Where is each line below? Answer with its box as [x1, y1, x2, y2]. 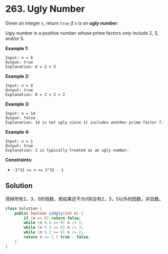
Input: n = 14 [5, 111, 36, 116]
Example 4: [5, 129, 30, 135]
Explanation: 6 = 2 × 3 [5, 64, 56, 69]
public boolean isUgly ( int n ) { [14, 210, 83, 216]
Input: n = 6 [5, 55, 33, 60]
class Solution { [5, 206, 43, 211]
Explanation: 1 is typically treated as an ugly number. [5, 147, 130, 153]
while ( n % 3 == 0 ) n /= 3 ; [24, 225, 83, 230]
